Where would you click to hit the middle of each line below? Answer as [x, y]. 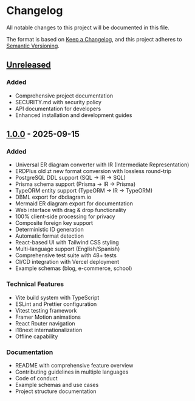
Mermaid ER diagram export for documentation [74, 204]
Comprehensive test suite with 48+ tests [66, 255]
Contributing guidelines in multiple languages [72, 372]
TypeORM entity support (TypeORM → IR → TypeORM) [84, 191]
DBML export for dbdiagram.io [53, 197]
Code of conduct [36, 378]
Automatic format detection [49, 236]
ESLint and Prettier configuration [56, 304]
